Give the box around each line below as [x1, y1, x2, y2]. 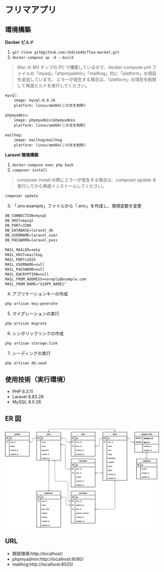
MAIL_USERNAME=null [5, 262, 45, 267]
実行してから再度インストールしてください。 [17, 183, 107, 189]
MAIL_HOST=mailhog [5, 252, 42, 257]
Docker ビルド [5, 40, 34, 45]
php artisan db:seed [5, 360, 47, 365]
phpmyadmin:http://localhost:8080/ [12, 556, 84, 562]
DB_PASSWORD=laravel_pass [5, 237, 58, 242]
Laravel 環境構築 [5, 152, 39, 158]
